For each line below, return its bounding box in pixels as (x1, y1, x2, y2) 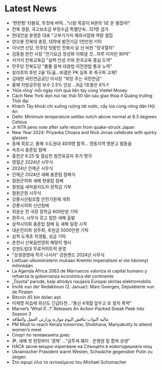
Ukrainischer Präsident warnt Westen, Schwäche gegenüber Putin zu (11, 348, 153, 354)
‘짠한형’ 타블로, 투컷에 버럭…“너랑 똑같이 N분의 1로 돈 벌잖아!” (11, 20, 131, 26)
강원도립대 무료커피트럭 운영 (11, 245, 67, 251)
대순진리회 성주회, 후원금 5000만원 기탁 (11, 227, 89, 233)
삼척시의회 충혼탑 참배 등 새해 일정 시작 (11, 221, 87, 227)
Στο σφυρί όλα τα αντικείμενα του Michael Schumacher (11, 359, 127, 365)
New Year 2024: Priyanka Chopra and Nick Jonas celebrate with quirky (11, 129, 157, 135)
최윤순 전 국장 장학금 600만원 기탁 (11, 208, 79, 214)
